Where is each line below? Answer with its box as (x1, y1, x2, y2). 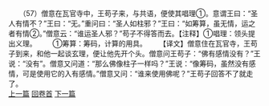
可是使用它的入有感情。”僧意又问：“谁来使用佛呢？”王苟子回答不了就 (22, 69, 247, 78)
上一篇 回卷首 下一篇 (8, 89, 76, 98)
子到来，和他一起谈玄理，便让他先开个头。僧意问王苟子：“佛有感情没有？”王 (8, 49, 261, 58)
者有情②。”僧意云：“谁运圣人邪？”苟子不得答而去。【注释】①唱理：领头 (8, 29, 249, 38)
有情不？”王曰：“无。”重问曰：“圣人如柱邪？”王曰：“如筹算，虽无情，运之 (14, 18, 255, 28)
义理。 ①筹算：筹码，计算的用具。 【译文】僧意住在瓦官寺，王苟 (14, 39, 259, 48)
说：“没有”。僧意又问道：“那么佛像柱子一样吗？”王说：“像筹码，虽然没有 (8, 59, 249, 68)
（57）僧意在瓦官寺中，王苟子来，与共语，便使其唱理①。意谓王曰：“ (22, 9, 251, 18)
